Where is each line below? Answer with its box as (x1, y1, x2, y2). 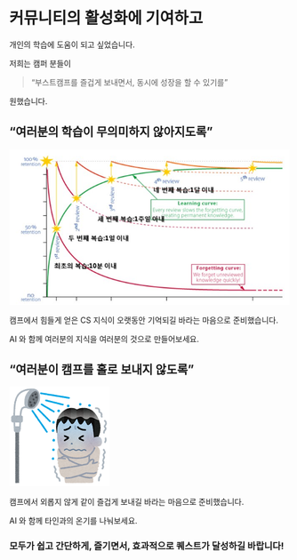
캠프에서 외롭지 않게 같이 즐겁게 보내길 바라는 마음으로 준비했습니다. (9, 497, 245, 508)
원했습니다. (9, 95, 48, 107)
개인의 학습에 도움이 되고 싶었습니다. (9, 39, 135, 50)
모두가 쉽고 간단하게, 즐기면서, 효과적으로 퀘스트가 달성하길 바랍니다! (9, 540, 285, 552)
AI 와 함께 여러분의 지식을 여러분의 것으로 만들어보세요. (9, 333, 200, 344)
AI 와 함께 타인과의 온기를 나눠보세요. (9, 516, 138, 526)
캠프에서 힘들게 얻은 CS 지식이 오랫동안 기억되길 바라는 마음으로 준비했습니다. (9, 315, 278, 325)
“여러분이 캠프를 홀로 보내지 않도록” (9, 362, 195, 378)
